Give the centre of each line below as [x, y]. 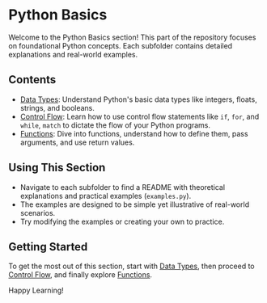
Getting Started [48, 247]
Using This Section [57, 168]
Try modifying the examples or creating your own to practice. [122, 221]
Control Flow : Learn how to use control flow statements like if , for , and [140, 116]
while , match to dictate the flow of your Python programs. [115, 125]
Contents [32, 80]
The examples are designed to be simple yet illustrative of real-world [134, 204]
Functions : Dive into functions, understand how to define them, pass [134, 133]
